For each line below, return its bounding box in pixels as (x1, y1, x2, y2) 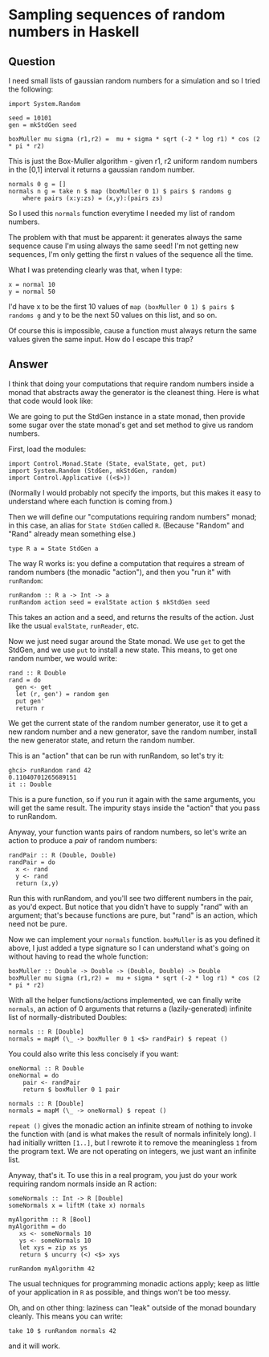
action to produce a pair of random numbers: (8, 835, 158, 845)
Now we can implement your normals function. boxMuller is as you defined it (8, 934, 261, 944)
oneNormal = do (8, 1071, 59, 1079)
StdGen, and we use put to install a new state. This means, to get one (8, 645, 238, 654)
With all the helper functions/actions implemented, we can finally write (8, 995, 242, 1005)
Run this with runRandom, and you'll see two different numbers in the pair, (8, 893, 254, 903)
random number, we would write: (8, 653, 118, 663)
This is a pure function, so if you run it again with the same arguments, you (8, 794, 255, 804)
